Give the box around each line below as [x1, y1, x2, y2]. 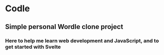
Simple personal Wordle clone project [5, 23, 123, 31]
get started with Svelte [5, 43, 61, 50]
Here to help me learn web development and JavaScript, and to [5, 37, 159, 44]
